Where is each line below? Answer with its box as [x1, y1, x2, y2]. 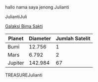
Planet [8, 35, 24, 41]
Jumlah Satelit [55, 35, 91, 41]
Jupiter [7, 59, 24, 66]
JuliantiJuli [5, 14, 27, 19]
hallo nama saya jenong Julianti [5, 4, 69, 10]
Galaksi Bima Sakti [5, 23, 43, 29]
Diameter [29, 35, 51, 41]
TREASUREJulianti [5, 72, 43, 78]
